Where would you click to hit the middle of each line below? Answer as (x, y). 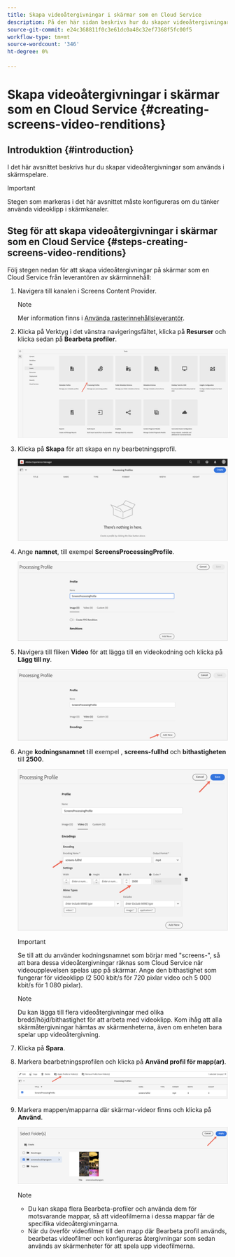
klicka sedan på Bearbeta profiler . (67, 339)
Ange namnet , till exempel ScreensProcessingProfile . (96, 551)
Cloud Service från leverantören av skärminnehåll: (79, 277)
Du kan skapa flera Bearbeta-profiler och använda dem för (112, 1209)
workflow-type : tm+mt (39, 37)
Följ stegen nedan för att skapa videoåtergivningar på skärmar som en (108, 270)
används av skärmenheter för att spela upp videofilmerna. (111, 1246)
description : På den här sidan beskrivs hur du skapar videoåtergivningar (119, 22)
